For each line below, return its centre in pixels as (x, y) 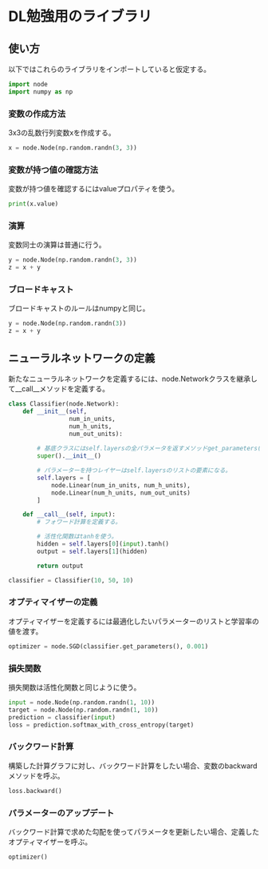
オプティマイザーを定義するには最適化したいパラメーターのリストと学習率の (134, 621)
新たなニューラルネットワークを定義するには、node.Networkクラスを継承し (133, 378)
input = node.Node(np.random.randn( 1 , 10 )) (82, 702)
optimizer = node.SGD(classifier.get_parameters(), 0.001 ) (108, 646)
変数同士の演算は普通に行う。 (57, 245)
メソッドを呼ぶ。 (36, 775)
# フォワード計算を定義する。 (79, 522)
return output (60, 566)
